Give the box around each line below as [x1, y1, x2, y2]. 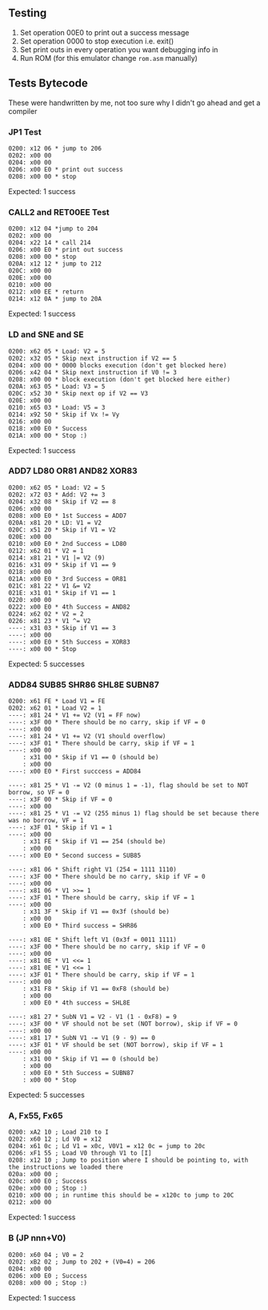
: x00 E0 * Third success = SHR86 [22, 922, 138, 930]
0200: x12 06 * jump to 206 [8, 144, 102, 152]
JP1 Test [8, 126, 42, 137]
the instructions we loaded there [8, 1163, 124, 1171]
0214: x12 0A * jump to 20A [8, 295, 102, 303]
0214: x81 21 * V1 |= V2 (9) [8, 553, 106, 562]
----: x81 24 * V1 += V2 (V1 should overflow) [8, 733, 166, 741]
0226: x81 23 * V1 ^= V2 [8, 617, 91, 625]
